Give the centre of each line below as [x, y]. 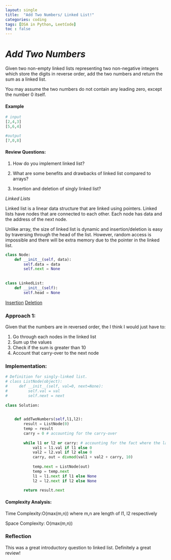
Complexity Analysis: [28, 502]
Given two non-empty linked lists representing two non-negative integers [82, 68]
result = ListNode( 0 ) [47, 424]
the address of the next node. [36, 219]
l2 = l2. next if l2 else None [64, 481]
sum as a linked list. [26, 79]
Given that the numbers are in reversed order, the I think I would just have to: [85, 327]
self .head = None [42, 293]
